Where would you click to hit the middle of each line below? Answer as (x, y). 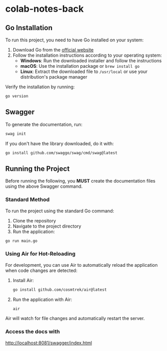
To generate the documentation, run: (44, 124)
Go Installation (29, 28)
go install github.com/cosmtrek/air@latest (60, 290)
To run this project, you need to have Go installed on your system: (75, 40)
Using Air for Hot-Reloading (40, 254)
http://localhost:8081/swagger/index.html (49, 343)
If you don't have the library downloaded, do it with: (59, 143)
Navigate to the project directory (47, 226)
